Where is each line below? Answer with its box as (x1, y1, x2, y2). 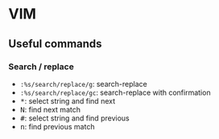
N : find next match (19, 104, 81, 114)
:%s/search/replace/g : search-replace (19, 79, 147, 88)
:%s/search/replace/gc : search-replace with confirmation (19, 88, 211, 97)
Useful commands (8, 37, 102, 51)
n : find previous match (19, 121, 95, 131)
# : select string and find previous (19, 113, 130, 123)
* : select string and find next (19, 96, 115, 105)
